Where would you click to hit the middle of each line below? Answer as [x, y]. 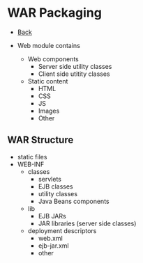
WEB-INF [31, 164]
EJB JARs [52, 216]
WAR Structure [40, 140]
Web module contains [48, 45]
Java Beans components [74, 201]
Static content [48, 81]
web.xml [50, 238]
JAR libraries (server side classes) [87, 223]
